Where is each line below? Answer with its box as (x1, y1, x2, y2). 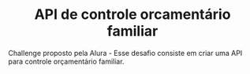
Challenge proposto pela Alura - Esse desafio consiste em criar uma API (8, 48, 243, 57)
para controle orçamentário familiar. (8, 57, 125, 66)
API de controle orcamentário (34, 6, 231, 24)
